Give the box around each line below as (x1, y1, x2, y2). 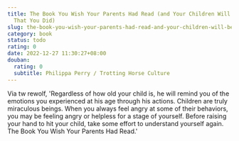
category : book (7, 30, 53, 38)
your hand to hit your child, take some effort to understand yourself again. (7, 119, 224, 128)
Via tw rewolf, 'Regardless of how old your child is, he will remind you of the (7, 89, 230, 98)
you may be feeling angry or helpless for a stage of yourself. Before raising (7, 111, 227, 120)
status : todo (7, 37, 46, 44)
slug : (7, 23, 23, 30)
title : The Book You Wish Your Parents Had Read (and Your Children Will (7, 10, 231, 18)
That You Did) (14, 17, 55, 24)
